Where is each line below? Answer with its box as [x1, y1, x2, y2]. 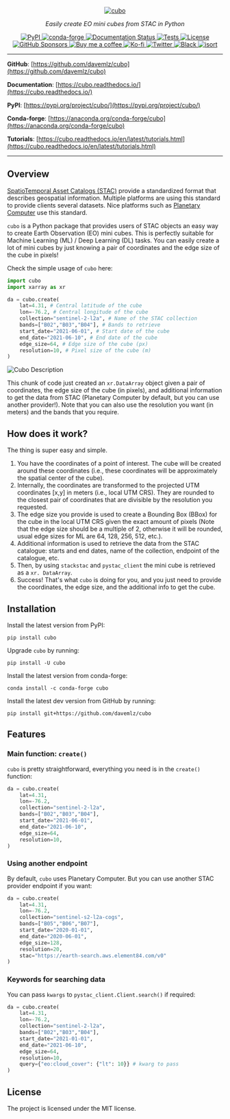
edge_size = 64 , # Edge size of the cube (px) [19, 340, 149, 347]
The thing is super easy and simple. [7, 446, 107, 455]
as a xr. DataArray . [16, 568, 73, 577]
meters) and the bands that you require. [7, 408, 120, 416]
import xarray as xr [7, 284, 66, 290]
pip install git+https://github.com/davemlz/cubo [7, 709, 152, 717]
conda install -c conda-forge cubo [7, 685, 109, 692]
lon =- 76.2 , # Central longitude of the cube [19, 309, 149, 316]
